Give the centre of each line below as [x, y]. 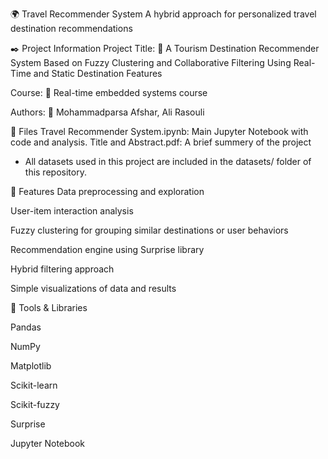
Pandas [26, 327]
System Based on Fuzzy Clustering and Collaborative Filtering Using [151, 62]
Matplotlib [31, 366]
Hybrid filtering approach [62, 269]
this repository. [55, 172]
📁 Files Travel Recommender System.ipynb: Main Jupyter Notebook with [159, 131]
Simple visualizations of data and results [93, 288]
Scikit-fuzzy [35, 404]
